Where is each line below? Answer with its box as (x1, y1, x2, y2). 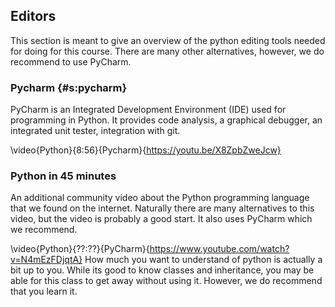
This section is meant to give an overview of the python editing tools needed (10, 34, 326, 46)
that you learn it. (10, 285, 78, 298)
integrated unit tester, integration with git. (10, 125, 181, 137)
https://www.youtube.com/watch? (149, 243, 290, 255)
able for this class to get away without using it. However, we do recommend (10, 275, 323, 287)
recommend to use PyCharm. (10, 55, 132, 68)
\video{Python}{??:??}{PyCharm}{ (10, 243, 150, 255)
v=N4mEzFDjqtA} (10, 254, 83, 266)
